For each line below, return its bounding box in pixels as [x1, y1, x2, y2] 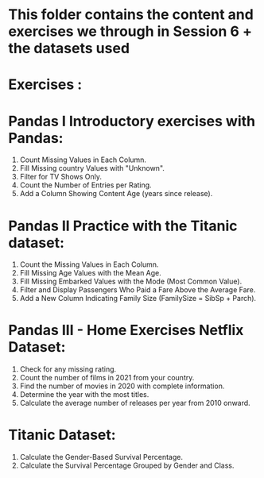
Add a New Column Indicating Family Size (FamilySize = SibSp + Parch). [19, 294, 257, 303]
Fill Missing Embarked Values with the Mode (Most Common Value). [19, 276, 243, 287]
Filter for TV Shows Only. [19, 172, 102, 182]
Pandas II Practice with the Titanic [8, 217, 238, 235]
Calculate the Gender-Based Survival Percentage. [19, 453, 183, 462]
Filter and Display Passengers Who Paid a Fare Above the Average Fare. [19, 285, 256, 295]
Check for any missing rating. [19, 364, 117, 374]
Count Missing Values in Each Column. [19, 155, 147, 164]
